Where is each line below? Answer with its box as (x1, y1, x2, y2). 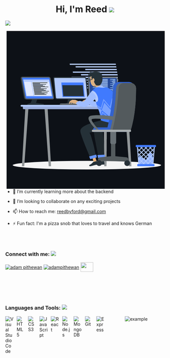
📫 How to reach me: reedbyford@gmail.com (12, 208, 106, 214)
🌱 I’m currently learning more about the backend (12, 188, 114, 194)
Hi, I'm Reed (55, 4, 107, 15)
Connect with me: (5, 250, 50, 258)
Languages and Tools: (5, 304, 61, 312)
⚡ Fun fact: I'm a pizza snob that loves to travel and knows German (12, 220, 152, 226)
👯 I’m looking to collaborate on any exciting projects (12, 198, 120, 204)
